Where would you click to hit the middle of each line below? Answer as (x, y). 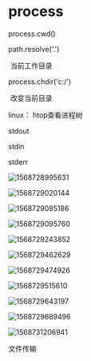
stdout (19, 131)
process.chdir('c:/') (40, 81)
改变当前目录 (31, 97)
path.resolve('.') (34, 49)
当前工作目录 (31, 65)
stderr (18, 161)
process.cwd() (32, 34)
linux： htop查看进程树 (45, 115)
